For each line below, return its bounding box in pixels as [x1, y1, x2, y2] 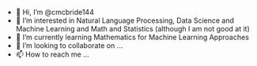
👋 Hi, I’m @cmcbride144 [15, 8, 95, 16]
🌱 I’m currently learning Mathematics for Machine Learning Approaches [15, 32, 249, 42]
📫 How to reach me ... [15, 49, 89, 59]
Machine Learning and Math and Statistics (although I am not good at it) [15, 24, 251, 33]
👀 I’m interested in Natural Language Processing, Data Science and [15, 16, 235, 25]
